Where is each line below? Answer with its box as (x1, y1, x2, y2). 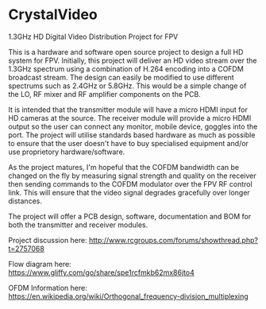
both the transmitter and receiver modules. (8, 220, 148, 230)
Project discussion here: (8, 235, 87, 245)
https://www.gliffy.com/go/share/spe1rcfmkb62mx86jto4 (8, 268, 195, 277)
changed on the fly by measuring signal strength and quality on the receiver (8, 171, 256, 180)
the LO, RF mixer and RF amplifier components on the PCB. (8, 89, 201, 98)
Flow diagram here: (8, 259, 71, 268)
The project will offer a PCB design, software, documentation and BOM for (8, 211, 252, 221)
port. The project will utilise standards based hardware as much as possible (8, 129, 256, 140)
